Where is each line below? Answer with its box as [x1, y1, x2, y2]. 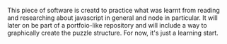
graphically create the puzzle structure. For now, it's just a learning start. [7, 28, 219, 37]
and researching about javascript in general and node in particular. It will [7, 13, 218, 22]
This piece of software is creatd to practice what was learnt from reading [7, 6, 221, 14]
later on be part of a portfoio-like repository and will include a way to [7, 21, 207, 29]
